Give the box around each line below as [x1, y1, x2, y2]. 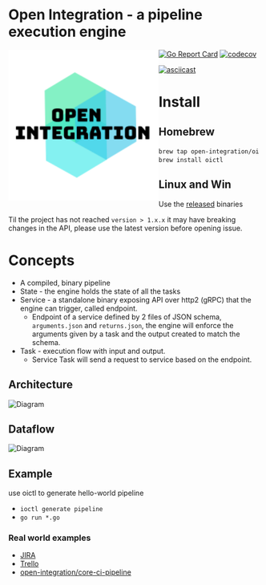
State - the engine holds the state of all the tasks [19, 286, 181, 296]
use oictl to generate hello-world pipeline [8, 488, 144, 498]
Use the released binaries [159, 199, 244, 209]
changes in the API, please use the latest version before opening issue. [8, 223, 243, 233]
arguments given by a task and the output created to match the [31, 329, 240, 339]
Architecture [8, 378, 74, 392]
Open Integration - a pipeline [8, 6, 203, 24]
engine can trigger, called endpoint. [19, 303, 138, 313]
